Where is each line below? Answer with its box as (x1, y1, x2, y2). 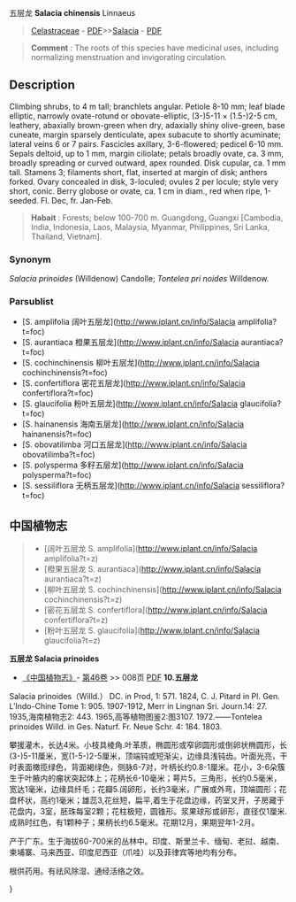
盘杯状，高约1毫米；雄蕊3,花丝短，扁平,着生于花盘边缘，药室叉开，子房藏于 (9, 795, 285, 806)
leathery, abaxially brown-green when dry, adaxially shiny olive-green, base (9, 119, 285, 130)
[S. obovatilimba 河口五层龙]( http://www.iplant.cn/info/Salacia (21, 439, 247, 450)
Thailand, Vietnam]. (30, 231, 102, 242)
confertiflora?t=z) (43, 614, 109, 626)
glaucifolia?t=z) (43, 636, 101, 646)
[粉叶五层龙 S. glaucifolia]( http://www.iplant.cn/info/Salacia (43, 625, 261, 636)
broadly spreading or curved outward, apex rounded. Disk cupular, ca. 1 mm (9, 158, 286, 168)
